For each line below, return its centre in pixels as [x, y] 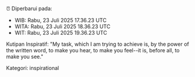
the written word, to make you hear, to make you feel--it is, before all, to [93, 50]
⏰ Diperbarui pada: [29, 9]
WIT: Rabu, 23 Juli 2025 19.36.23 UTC [61, 33]
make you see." [25, 56]
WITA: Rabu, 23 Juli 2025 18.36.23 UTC [62, 26]
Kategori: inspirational [33, 68]
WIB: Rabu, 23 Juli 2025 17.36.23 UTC [60, 20]
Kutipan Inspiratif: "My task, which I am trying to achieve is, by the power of [97, 44]
